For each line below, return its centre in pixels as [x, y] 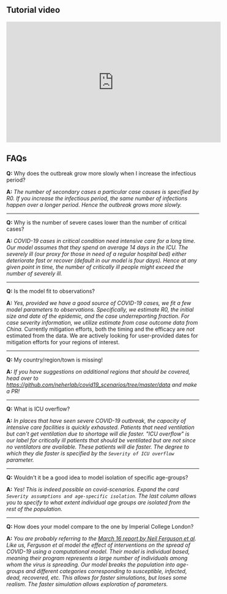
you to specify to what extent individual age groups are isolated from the [99, 502]
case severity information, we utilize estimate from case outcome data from [102, 322]
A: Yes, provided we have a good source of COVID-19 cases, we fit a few [99, 303]
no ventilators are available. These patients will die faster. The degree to [98, 447]
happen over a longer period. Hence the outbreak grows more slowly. [94, 204]
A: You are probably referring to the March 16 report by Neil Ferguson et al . [102, 538]
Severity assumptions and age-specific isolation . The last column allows [102, 496]
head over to [22, 378]
